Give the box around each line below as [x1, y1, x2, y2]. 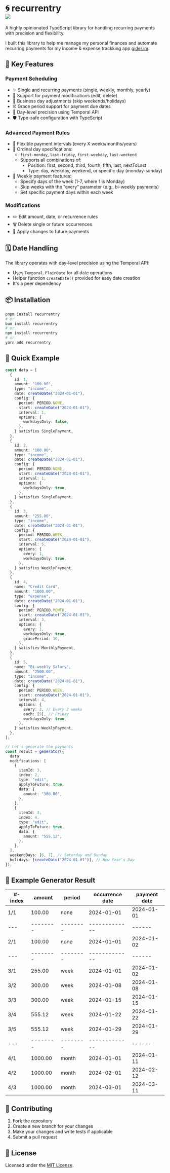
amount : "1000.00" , [14, 589, 56, 594]
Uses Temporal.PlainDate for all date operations [12, 270, 113, 276]
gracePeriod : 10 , [23, 636, 60, 641]
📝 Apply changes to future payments [12, 229, 90, 235]
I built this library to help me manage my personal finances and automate [5, 40, 157, 46]
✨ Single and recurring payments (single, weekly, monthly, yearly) [12, 87, 151, 93]
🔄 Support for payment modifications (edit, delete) [12, 92, 118, 98]
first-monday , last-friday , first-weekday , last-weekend [20, 151, 137, 157]
